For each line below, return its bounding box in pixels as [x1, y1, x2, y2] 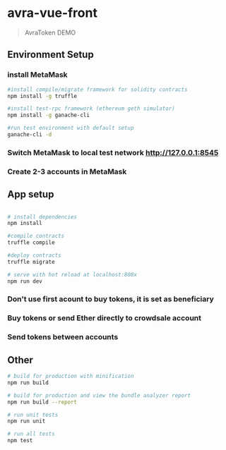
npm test [7, 437, 33, 444]
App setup [7, 188, 54, 200]
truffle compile [7, 239, 55, 246]
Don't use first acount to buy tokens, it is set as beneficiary [7, 294, 214, 304]
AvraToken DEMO [24, 28, 76, 37]
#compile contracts [7, 233, 65, 240]
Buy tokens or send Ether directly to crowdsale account [7, 313, 201, 323]
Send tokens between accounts [7, 332, 119, 342]
